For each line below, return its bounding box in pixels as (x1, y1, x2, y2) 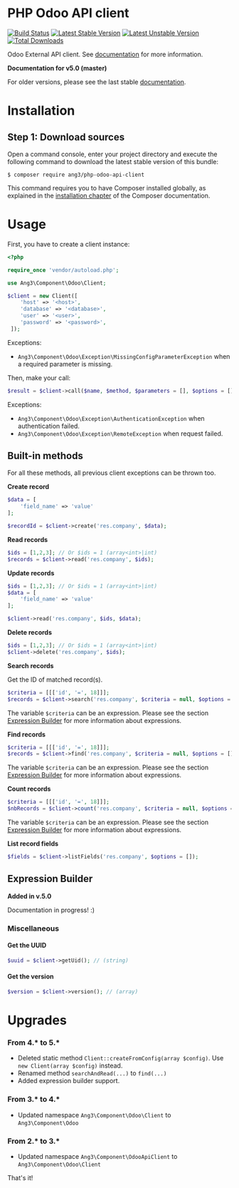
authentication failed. (17, 421, 80, 430)
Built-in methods (7, 450, 83, 462)
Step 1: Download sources (7, 130, 125, 143)
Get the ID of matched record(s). (7, 675, 103, 684)
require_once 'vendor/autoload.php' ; (7, 266, 119, 274)
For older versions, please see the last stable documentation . (7, 77, 186, 86)
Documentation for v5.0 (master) (7, 63, 107, 72)
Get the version (7, 972, 54, 981)
